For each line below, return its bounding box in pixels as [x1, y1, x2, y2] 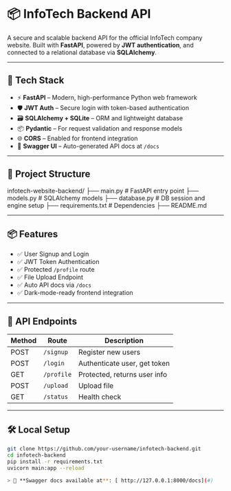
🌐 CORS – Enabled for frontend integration [16, 134, 138, 142]
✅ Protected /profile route [16, 265, 95, 274]
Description [104, 336, 144, 345]
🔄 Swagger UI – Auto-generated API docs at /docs [16, 142, 159, 150]
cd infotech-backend [7, 452, 67, 459]
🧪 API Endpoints [7, 315, 78, 327]
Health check [78, 392, 122, 402]
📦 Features [7, 228, 58, 240]
